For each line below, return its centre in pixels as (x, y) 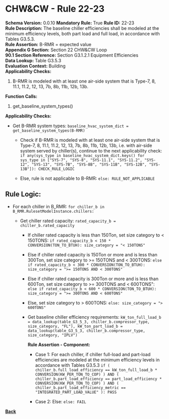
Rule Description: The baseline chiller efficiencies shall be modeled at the (82, 28)
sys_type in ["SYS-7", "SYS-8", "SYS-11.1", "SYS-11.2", (81, 160)
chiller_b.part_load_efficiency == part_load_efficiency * (99, 379)
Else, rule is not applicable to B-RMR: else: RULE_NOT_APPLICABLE (87, 178)
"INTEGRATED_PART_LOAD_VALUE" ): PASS (76, 392)
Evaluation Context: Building (35, 66)
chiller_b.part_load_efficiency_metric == (80, 388)
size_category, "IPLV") (52, 335)
